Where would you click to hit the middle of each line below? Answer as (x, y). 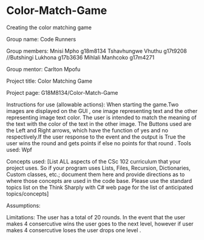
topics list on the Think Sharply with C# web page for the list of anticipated (100, 187)
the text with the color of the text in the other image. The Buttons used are (99, 124)
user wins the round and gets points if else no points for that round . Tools (99, 143)
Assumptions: (23, 205)
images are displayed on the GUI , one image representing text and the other (102, 111)
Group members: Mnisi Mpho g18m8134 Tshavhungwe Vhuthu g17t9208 (97, 51)
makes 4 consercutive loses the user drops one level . (74, 230)
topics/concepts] (28, 194)
